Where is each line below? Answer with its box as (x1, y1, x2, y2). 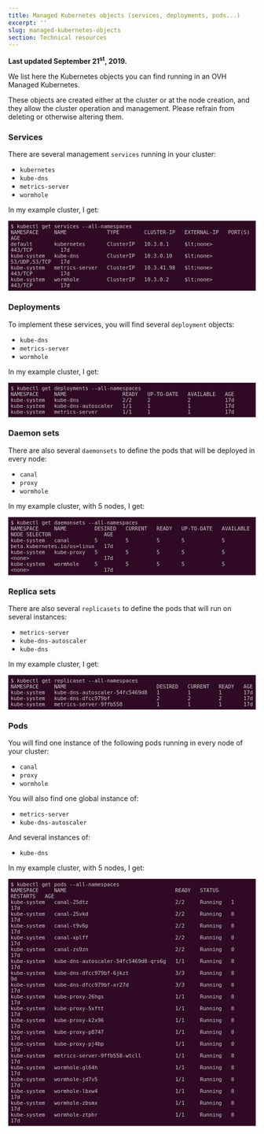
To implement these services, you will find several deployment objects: (8, 320, 235, 329)
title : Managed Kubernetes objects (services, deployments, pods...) (8, 11, 241, 20)
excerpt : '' (8, 19, 47, 27)
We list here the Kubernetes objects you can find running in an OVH (8, 72, 227, 81)
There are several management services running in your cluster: (8, 150, 216, 159)
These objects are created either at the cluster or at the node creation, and (8, 95, 250, 105)
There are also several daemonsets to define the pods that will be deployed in (8, 446, 255, 455)
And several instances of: (8, 832, 90, 843)
